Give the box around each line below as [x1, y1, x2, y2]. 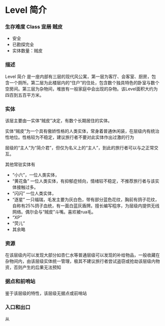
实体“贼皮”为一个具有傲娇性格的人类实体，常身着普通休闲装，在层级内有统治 [5, 128, 160, 134]
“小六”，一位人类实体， [12, 172, 60, 178]
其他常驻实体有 [5, 161, 35, 168]
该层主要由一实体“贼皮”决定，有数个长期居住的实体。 [5, 118, 112, 124]
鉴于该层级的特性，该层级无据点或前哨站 [5, 290, 87, 296]
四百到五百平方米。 [5, 92, 44, 98]
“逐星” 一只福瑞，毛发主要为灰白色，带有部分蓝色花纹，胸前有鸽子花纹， [12, 197, 160, 203]
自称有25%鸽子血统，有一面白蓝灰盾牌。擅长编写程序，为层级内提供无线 [12, 203, 160, 209]
